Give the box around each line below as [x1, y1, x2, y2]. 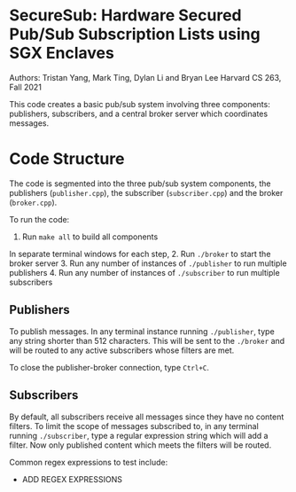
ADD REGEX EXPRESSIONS [21, 473, 122, 484]
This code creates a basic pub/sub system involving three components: [9, 98, 270, 109]
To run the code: [9, 214, 70, 224]
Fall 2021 [9, 82, 43, 92]
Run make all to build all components [21, 231, 159, 242]
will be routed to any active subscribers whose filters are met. [9, 345, 235, 355]
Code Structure [9, 149, 125, 169]
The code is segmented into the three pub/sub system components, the [9, 178, 271, 189]
